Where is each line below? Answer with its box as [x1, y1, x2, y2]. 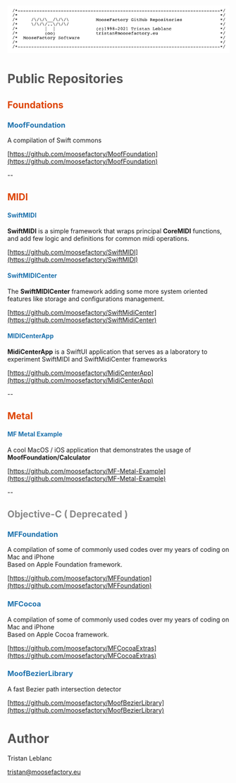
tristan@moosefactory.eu [7, 767, 81, 776]
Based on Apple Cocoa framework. [7, 630, 109, 639]
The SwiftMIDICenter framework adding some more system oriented [7, 287, 208, 295]
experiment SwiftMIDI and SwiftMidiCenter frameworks [7, 354, 168, 363]
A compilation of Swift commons [7, 136, 102, 144]
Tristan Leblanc [7, 753, 53, 763]
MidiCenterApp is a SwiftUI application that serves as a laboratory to [7, 347, 208, 356]
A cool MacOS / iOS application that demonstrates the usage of [7, 445, 192, 454]
